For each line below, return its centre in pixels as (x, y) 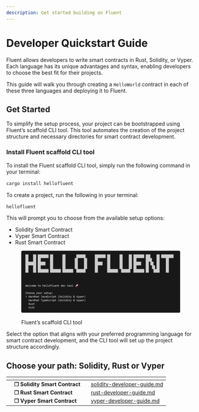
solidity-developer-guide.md (127, 384)
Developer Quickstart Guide (77, 43)
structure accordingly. (34, 347)
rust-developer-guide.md (123, 393)
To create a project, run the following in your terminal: (73, 195)
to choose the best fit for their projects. (55, 73)
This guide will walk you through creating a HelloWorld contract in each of (97, 84)
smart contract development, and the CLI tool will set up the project (89, 341)
